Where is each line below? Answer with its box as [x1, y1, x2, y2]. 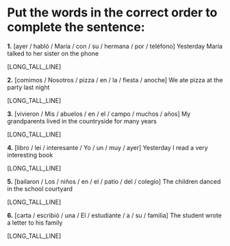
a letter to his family [7, 218, 63, 227]
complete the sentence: [7, 19, 145, 35]
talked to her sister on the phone [7, 49, 99, 58]
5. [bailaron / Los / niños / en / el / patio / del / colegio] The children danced [7, 177, 221, 186]
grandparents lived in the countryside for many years [7, 116, 157, 125]
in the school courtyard [7, 184, 73, 193]
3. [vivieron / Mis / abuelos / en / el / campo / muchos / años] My [7, 110, 191, 118]
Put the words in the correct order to [7, 5, 218, 21]
